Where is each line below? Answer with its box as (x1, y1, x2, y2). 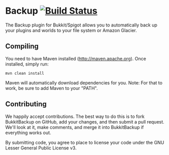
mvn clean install (5, 71, 44, 76)
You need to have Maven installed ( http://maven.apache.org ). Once (5, 55, 147, 61)
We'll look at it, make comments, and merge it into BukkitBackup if (5, 124, 144, 130)
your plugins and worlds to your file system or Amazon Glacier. (5, 27, 137, 33)
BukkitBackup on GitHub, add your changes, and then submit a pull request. (5, 118, 164, 125)
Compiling (5, 42, 39, 51)
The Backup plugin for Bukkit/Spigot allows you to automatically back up (5, 22, 158, 28)
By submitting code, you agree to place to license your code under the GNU (5, 139, 164, 145)
